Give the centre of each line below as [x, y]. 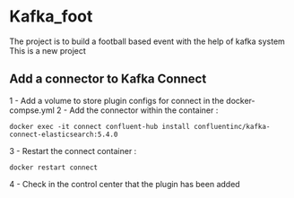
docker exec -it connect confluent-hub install [100, 126]
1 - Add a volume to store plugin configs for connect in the [117, 100]
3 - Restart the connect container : [73, 151]
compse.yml [32, 110]
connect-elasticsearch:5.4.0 [64, 134]
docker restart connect [54, 168]
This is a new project [48, 50]
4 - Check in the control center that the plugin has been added [125, 184]
